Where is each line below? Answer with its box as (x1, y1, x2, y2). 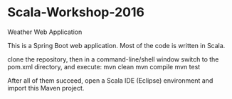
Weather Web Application (7, 28, 83, 36)
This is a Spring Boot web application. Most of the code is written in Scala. (7, 41, 226, 49)
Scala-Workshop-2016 (7, 4, 144, 21)
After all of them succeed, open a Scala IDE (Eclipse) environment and (7, 76, 213, 85)
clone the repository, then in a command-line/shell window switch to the (7, 54, 219, 64)
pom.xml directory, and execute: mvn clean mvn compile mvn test (7, 62, 201, 71)
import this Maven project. (7, 83, 85, 92)
